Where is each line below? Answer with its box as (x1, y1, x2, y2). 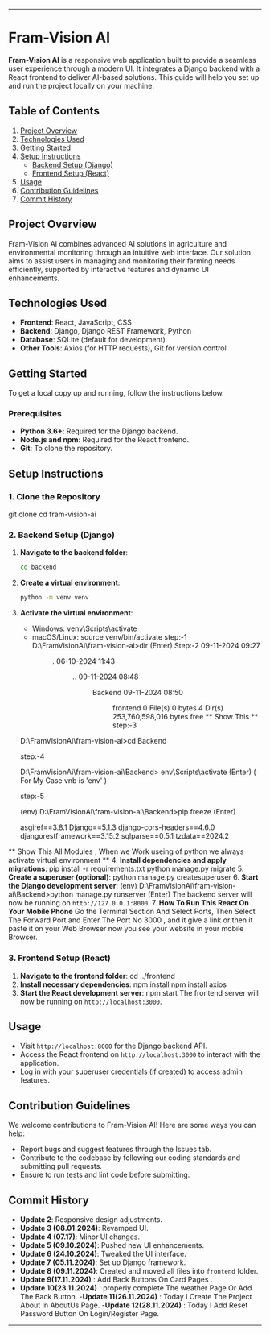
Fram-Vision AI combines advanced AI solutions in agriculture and (8, 238, 227, 248)
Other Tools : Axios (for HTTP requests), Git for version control (19, 343, 227, 353)
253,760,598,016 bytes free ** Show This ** (112, 712, 259, 722)
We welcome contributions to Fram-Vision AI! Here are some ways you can (8, 1121, 256, 1130)
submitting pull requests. (19, 1162, 103, 1171)
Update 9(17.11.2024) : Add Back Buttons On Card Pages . (19, 1274, 213, 1284)
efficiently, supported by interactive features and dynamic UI (8, 264, 209, 274)
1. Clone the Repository (8, 491, 100, 502)
